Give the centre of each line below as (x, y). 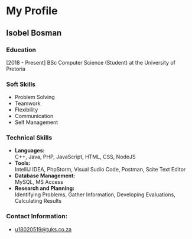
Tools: (22, 163)
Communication (34, 116)
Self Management (36, 122)
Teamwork (27, 103)
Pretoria (16, 69)
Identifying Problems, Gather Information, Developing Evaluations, (95, 195)
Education (21, 50)
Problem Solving (35, 97)
